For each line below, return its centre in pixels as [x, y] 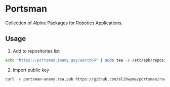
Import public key [31, 70]
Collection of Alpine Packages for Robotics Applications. [64, 23]
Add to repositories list [36, 51]
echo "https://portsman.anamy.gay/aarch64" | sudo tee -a [68, 60]
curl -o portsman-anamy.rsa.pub [39, 79]
